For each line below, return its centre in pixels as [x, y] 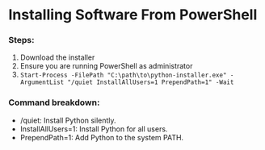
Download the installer [57, 57]
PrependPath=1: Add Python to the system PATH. [102, 137]
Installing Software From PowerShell [133, 15]
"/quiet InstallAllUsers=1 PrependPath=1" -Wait [151, 82]
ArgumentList [42, 82]
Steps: [21, 40]
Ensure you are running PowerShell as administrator [106, 66]
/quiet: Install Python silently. [68, 120]
